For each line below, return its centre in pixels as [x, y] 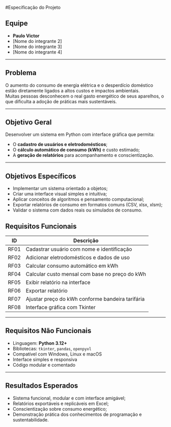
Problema [21, 73]
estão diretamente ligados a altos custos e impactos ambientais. [73, 90]
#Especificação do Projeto [33, 7]
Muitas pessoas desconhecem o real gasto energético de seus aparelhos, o [85, 96]
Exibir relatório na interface [58, 282]
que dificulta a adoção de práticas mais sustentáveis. [61, 101]
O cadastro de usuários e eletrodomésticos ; [60, 145]
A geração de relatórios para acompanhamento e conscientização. [83, 155]
